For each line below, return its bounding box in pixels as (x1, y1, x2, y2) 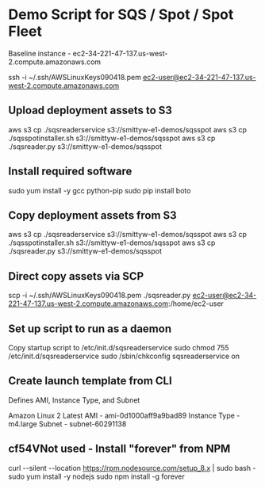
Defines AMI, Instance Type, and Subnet (8, 395, 140, 405)
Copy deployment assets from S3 (8, 208, 177, 222)
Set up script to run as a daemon (8, 322, 172, 335)
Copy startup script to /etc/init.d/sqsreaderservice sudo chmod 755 (8, 343, 229, 352)
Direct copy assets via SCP (8, 269, 144, 283)
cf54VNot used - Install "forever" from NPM (8, 442, 231, 456)
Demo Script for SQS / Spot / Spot (8, 6, 234, 24)
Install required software (8, 165, 132, 178)
